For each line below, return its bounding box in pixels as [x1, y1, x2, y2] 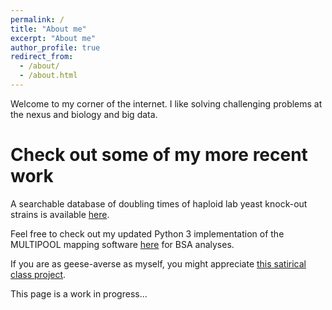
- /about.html [19, 71, 78, 81]
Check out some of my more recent [10, 144, 308, 166]
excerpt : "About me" [10, 33, 97, 43]
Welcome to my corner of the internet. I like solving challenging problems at [10, 97, 323, 110]
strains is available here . [10, 208, 110, 220]
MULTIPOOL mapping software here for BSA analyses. [10, 238, 235, 250]
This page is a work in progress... [10, 287, 148, 300]
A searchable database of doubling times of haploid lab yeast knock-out [10, 197, 308, 210]
